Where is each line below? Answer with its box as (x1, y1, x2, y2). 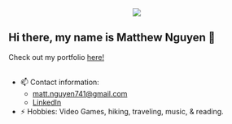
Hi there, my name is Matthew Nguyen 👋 (8, 31, 216, 45)
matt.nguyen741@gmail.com (32, 88, 128, 98)
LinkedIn (32, 97, 62, 107)
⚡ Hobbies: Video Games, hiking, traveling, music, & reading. (20, 106, 224, 116)
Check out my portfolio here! (8, 52, 104, 62)
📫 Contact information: (20, 77, 99, 87)
